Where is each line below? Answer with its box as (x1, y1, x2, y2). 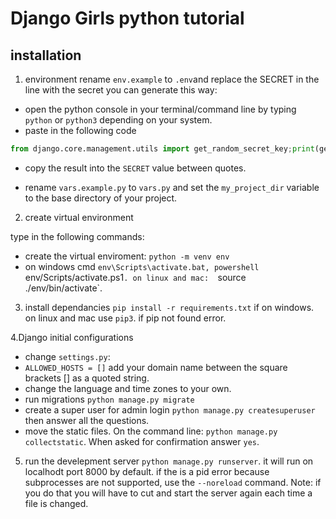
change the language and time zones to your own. (24, 382, 232, 394)
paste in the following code (24, 125, 137, 136)
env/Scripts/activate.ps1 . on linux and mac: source (24, 271, 247, 283)
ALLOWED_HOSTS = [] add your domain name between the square (24, 361, 288, 373)
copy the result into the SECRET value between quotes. (24, 162, 247, 174)
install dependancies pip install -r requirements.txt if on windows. (24, 301, 315, 313)
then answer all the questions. (24, 414, 150, 426)
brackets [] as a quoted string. (24, 372, 150, 384)
